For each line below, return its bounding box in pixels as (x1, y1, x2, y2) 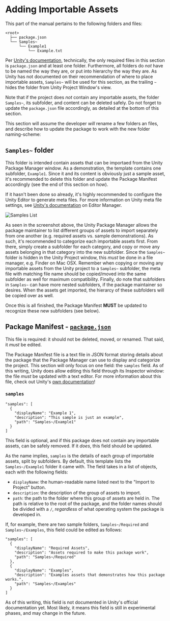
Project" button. (12, 484, 46, 490)
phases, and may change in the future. (5, 610, 87, 616)
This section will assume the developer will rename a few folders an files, (5, 120, 159, 126)
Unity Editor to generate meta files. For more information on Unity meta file (5, 197, 162, 203)
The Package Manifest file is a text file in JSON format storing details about (5, 351, 163, 357)
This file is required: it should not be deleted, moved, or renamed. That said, (5, 336, 164, 342)
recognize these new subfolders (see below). (5, 307, 100, 314)
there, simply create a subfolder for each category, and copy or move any (5, 244, 160, 250)
